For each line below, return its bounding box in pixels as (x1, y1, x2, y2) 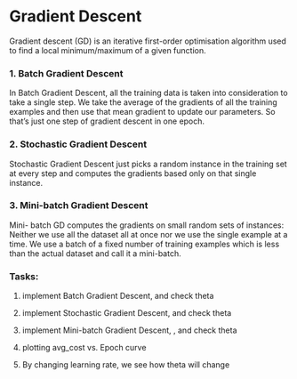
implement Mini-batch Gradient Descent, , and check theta (21, 325, 237, 335)
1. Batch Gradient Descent (9, 67, 124, 79)
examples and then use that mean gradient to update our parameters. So (9, 107, 276, 117)
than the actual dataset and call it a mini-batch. (9, 247, 181, 259)
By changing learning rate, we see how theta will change (21, 359, 230, 370)
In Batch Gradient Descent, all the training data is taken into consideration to (9, 87, 288, 99)
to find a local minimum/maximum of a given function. (9, 44, 206, 55)
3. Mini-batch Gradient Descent (9, 199, 148, 212)
